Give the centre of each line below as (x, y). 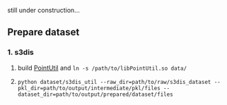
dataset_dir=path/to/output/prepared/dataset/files (95, 94)
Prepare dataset (43, 32)
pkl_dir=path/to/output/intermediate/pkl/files (89, 88)
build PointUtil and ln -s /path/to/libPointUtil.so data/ (102, 68)
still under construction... (43, 10)
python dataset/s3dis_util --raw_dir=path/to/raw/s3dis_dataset (114, 82)
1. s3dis (21, 52)
